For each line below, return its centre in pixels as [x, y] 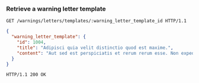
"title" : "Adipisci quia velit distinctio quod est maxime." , [95, 48]
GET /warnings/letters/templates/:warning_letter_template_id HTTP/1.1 [96, 21]
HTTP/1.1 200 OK [26, 75]
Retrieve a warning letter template [56, 9]
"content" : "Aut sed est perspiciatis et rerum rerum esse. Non [98, 53]
